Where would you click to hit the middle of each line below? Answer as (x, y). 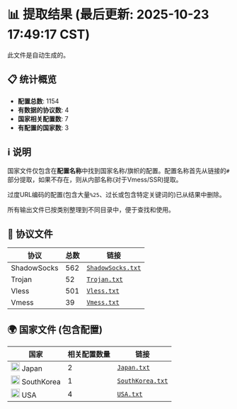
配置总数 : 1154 (38, 101)
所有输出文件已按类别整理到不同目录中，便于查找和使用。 (91, 209)
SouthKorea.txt (143, 381)
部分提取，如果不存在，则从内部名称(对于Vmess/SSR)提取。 (95, 179)
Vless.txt (103, 291)
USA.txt (130, 394)
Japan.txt (133, 368)
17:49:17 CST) (49, 34)
